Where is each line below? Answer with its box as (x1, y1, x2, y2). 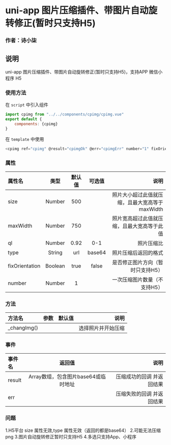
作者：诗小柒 (5, 37, 37, 44)
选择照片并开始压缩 (78, 325, 125, 332)
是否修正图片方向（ (111, 259, 158, 266)
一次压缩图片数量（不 (111, 276, 163, 283)
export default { (5, 117, 42, 122)
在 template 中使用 (5, 136, 44, 142)
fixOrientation (8, 262, 41, 269)
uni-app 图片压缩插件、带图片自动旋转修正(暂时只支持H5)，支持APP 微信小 (5, 68, 163, 75)
